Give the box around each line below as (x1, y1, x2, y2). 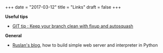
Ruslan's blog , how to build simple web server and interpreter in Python (12, 42, 158, 48)
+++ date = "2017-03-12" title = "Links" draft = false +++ (5, 4, 121, 10)
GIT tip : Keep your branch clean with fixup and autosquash (12, 23, 133, 29)
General (5, 33, 22, 38)
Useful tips (5, 14, 28, 19)
